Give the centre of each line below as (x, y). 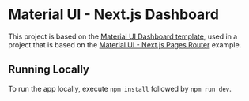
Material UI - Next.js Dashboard (114, 15)
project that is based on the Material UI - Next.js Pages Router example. (125, 44)
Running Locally (49, 70)
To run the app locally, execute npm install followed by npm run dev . (120, 88)
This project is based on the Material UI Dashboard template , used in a (123, 36)
